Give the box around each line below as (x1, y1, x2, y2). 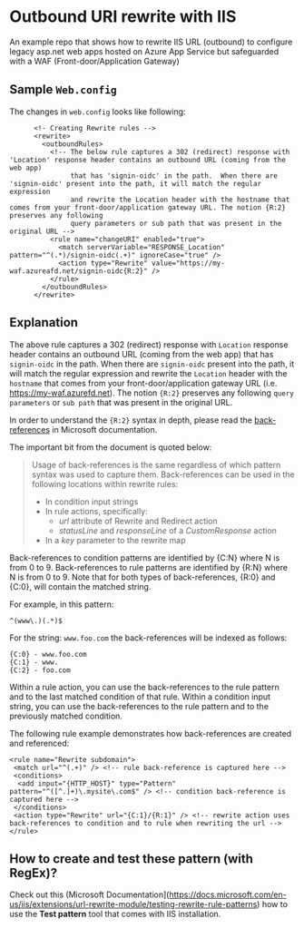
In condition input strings (44, 496, 139, 507)
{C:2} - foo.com (9, 665, 71, 675)
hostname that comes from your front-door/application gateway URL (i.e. (9, 377, 278, 388)
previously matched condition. (9, 710, 123, 721)
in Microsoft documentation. (52, 424, 158, 435)
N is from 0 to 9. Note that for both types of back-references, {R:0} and (9, 571, 276, 582)
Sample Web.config (9, 82, 117, 97)
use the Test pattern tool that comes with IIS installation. (9, 909, 221, 920)
